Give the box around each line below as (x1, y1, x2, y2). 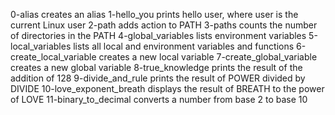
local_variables (10, 40, 72, 52)
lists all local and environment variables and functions (73, 40, 295, 52)
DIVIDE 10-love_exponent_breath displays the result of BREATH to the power (10, 83, 325, 94)
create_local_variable (10, 51, 97, 63)
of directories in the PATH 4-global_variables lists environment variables (10, 30, 307, 41)
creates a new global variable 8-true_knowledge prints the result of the (10, 62, 303, 73)
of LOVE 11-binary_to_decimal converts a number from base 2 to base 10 (10, 94, 308, 105)
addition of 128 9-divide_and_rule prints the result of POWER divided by (10, 72, 306, 84)
